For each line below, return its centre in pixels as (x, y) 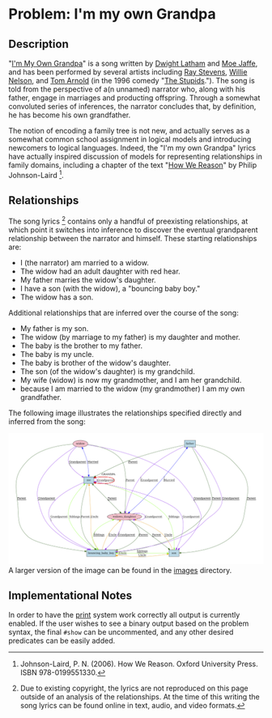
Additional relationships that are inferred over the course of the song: (123, 313)
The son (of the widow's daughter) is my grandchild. (108, 372)
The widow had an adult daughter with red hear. (100, 271)
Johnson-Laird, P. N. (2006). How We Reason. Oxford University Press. (139, 664)
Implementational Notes (70, 595)
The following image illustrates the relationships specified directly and (125, 413)
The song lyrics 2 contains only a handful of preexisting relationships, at (128, 221)
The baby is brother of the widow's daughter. (96, 363)
